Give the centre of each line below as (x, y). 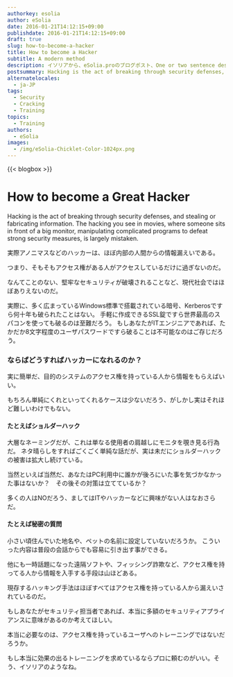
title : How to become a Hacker (52, 53)
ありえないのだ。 (37, 291)
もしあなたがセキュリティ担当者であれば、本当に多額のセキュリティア (107, 611)
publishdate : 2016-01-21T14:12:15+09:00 (67, 33)
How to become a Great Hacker (98, 197)
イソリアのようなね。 (50, 667)
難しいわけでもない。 (43, 409)
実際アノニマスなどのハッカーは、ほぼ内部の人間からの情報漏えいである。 (113, 252)
